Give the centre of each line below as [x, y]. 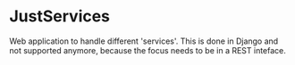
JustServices [59, 16]
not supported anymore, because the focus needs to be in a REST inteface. [147, 50]
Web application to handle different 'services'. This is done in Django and [144, 41]
